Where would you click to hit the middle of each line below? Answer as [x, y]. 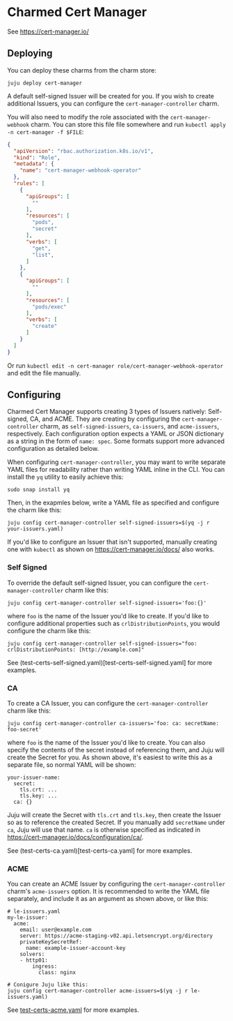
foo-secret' [24, 730]
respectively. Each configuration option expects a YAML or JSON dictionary [115, 434]
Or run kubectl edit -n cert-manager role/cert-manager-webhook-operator [115, 365]
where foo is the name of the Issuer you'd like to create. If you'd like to [108, 616]
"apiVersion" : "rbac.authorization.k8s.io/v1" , [84, 151]
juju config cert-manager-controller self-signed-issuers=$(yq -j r [109, 523]
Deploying [30, 53]
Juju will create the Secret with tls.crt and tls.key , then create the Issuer [114, 815]
